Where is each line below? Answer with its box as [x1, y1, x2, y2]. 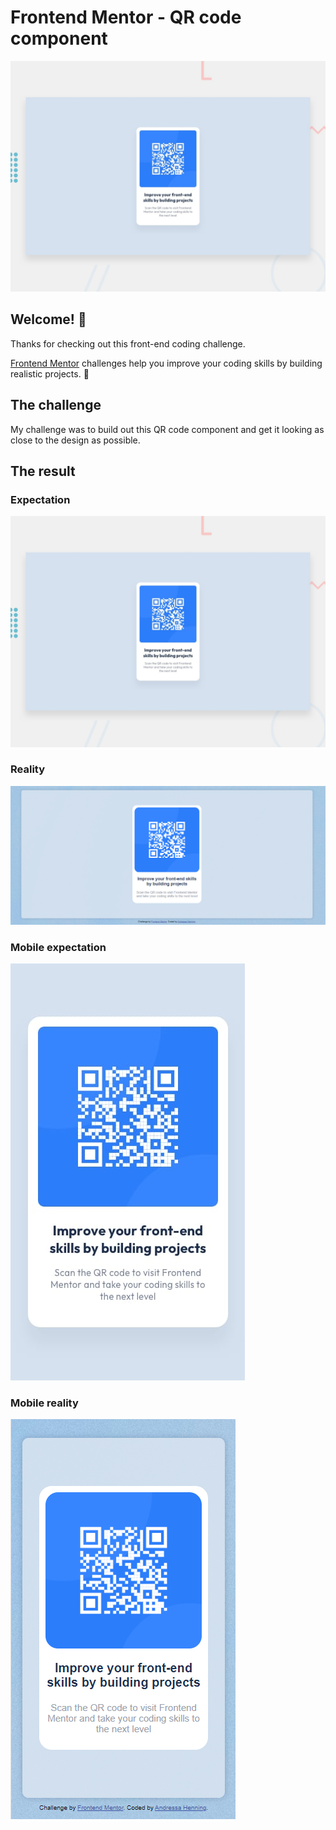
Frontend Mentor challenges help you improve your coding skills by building [10, 357, 323, 369]
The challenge [10, 397, 102, 414]
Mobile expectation [10, 940, 107, 954]
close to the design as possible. [10, 434, 141, 446]
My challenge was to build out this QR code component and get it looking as [10, 423, 325, 435]
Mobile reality [10, 1396, 79, 1410]
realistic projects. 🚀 [10, 367, 90, 380]
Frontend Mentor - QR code [10, 6, 242, 29]
